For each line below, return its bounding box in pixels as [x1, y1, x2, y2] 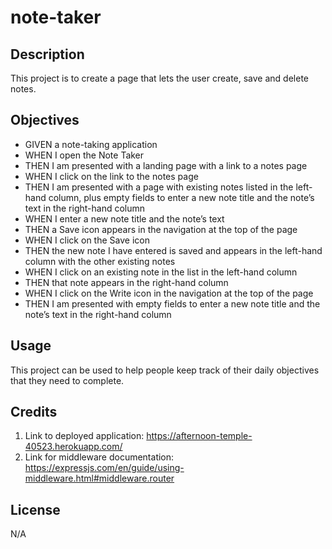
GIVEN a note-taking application [24, 138, 158, 150]
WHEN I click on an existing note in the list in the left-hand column [24, 266, 298, 278]
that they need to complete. [10, 374, 125, 386]
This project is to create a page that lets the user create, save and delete [10, 72, 309, 84]
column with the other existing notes [24, 255, 176, 267]
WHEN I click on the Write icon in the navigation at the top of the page [24, 287, 314, 299]
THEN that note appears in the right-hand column [24, 276, 229, 288]
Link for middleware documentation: [24, 451, 175, 463]
